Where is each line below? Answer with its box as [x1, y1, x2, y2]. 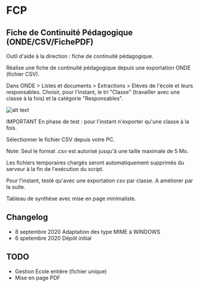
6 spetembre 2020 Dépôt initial [14, 234, 91, 242]
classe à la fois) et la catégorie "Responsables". [6, 95, 124, 102]
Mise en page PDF [14, 274, 61, 281]
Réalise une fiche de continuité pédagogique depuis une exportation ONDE [6, 64, 191, 71]
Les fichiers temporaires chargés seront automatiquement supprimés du [6, 159, 184, 166]
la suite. [6, 184, 26, 190]
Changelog [6, 212, 48, 222]
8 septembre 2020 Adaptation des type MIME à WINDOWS [14, 228, 160, 235]
